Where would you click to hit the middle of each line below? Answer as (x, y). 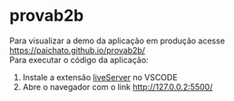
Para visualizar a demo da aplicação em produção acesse (117, 41)
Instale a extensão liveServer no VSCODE (100, 77)
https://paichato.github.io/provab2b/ (78, 50)
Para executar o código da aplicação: (79, 60)
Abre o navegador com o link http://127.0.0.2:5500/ (117, 87)
